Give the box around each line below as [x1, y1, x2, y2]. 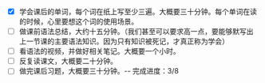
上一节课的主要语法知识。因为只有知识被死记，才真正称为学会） [18, 36, 229, 46]
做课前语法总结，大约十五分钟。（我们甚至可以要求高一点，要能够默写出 [18, 27, 254, 36]
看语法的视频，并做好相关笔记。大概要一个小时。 [18, 47, 180, 56]
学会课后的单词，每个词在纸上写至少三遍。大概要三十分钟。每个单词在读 [18, 7, 257, 16]
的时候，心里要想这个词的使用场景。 [18, 17, 139, 26]
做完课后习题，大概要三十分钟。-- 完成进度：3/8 [18, 66, 179, 76]
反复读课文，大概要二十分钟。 [18, 56, 117, 66]
